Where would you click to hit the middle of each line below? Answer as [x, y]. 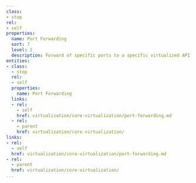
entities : [18, 61]
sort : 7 [21, 45]
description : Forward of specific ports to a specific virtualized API [101, 55]
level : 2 [22, 50]
